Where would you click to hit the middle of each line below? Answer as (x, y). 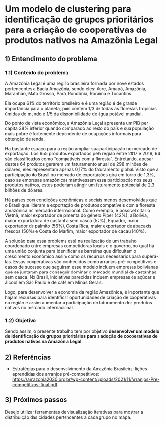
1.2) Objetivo (20, 320)
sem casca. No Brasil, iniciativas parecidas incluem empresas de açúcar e (80, 277)
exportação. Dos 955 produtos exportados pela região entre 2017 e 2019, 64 (83, 153)
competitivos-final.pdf (35, 384)
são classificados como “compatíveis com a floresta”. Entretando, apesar (79, 159)
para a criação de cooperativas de (76, 30)
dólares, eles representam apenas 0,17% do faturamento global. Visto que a (82, 169)
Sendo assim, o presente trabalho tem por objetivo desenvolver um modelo (82, 331)
